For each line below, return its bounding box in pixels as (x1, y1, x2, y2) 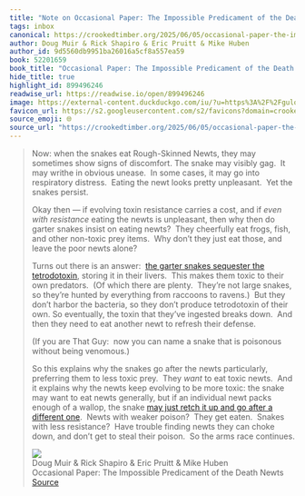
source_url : (9, 124, 54, 133)
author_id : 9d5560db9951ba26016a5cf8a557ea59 (9, 47, 184, 56)
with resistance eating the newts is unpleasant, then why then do (31, 214, 275, 224)
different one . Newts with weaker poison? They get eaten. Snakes (31, 412, 285, 422)
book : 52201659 (9, 55, 67, 64)
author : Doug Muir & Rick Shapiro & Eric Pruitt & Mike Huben (9, 38, 250, 48)
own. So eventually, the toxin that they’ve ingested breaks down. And (31, 309, 293, 319)
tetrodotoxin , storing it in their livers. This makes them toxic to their (31, 270, 284, 281)
